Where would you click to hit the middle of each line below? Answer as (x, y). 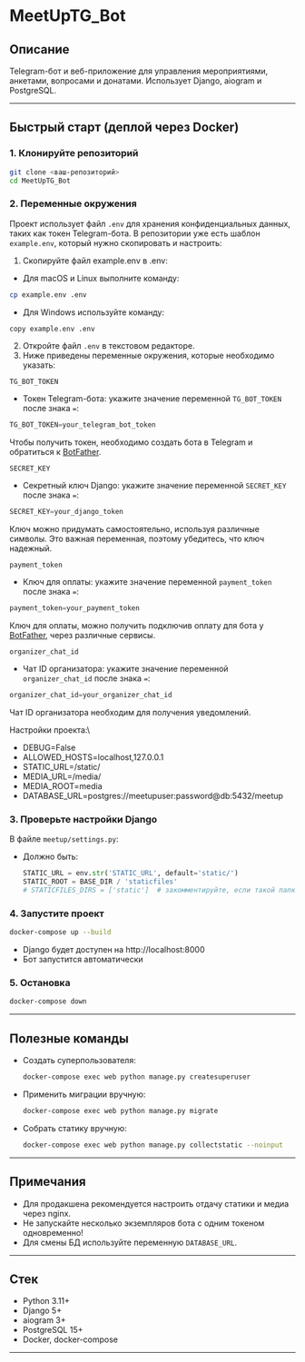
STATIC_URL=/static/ (61, 766)
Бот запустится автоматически (83, 960)
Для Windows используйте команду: (93, 312)
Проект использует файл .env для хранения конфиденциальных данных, (150, 223)
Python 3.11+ (46, 1301)
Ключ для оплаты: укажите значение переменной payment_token (147, 582)
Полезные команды (69, 1038)
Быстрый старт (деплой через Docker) (124, 128)
